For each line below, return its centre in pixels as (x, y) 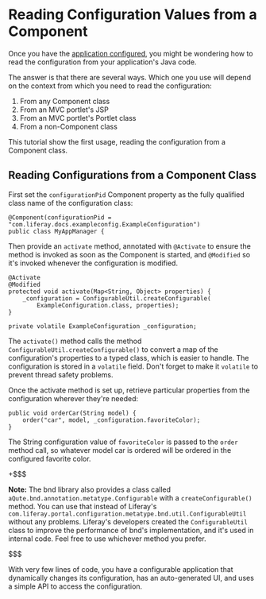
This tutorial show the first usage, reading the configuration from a (117, 141)
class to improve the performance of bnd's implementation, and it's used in (131, 530)
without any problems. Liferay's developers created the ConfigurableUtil (128, 521)
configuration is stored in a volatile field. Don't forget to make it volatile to (133, 366)
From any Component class (65, 101)
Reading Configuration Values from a (133, 15)
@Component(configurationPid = (60, 217)
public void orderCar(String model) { (72, 413)
